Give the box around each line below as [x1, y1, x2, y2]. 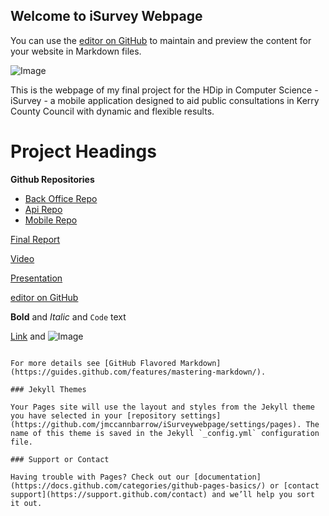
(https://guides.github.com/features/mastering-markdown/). [10, 367, 267, 377]
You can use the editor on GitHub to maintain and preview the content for [10, 34, 312, 46]
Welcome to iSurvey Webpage [10, 8, 203, 25]
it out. [10, 498, 43, 508]
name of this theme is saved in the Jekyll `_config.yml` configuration [10, 428, 320, 438]
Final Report [10, 233, 61, 245]
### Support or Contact [10, 454, 110, 464]
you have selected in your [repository [10, 410, 177, 421]
